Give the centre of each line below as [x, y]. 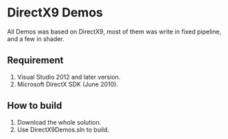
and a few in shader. [36, 38]
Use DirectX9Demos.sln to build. [63, 129]
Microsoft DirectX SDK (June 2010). [68, 84]
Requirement [35, 61]
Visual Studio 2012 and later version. [69, 77]
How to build [35, 106]
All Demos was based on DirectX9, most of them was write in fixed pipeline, [114, 31]
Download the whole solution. [59, 122]
